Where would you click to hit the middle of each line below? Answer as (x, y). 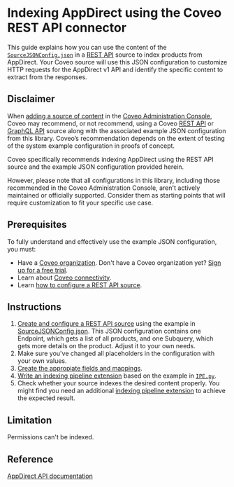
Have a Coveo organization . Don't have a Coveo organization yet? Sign (119, 262)
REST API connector (67, 28)
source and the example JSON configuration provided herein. (96, 167)
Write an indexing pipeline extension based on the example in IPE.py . (117, 376)
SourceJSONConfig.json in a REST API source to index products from (105, 55)
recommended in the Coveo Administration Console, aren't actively (104, 188)
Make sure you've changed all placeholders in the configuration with (116, 354)
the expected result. (46, 398)
